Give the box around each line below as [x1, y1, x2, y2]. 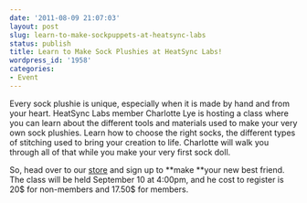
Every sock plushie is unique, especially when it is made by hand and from [9, 98, 291, 109]
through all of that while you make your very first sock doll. [9, 146, 231, 157]
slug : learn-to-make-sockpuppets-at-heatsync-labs [9, 30, 206, 39]
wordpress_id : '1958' [9, 56, 92, 65]
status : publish [9, 38, 71, 48]
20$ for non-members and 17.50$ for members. [9, 184, 189, 195]
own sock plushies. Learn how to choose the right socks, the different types [9, 127, 296, 138]
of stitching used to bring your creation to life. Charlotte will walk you [9, 136, 270, 147]
